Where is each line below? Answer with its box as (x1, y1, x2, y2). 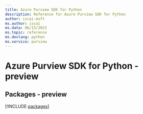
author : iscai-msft (5, 16, 45, 21)
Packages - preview (5, 90, 67, 99)
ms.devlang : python (5, 35, 45, 40)
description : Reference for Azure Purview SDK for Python (5, 12, 126, 17)
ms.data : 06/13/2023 (5, 26, 48, 30)
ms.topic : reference (5, 30, 48, 35)
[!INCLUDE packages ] (5, 103, 49, 109)
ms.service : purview (5, 39, 48, 44)
